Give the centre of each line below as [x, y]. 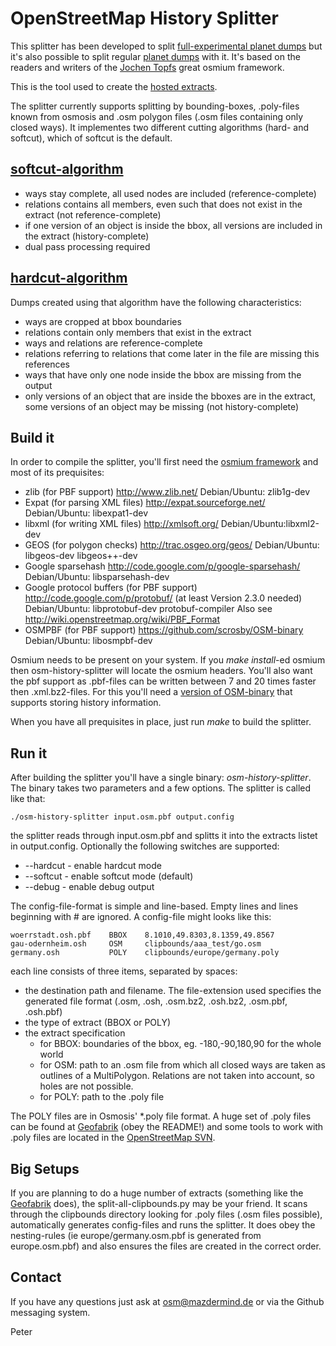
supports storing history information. [86, 703]
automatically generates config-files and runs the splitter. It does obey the [163, 1225]
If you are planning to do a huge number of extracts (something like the [157, 1193]
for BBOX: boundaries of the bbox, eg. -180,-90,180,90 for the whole [180, 1044]
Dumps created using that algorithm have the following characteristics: [156, 302]
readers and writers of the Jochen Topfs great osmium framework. [147, 67]
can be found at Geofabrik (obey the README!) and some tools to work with [167, 1127]
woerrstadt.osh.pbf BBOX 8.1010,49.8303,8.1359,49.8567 [142, 935]
